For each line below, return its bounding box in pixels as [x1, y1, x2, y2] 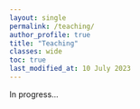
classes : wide [9, 47, 63, 56]
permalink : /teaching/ [9, 22, 95, 31]
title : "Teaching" [9, 38, 79, 48]
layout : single [9, 13, 67, 23]
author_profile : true [9, 30, 91, 39]
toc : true [9, 55, 47, 64]
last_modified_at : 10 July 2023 [9, 64, 131, 74]
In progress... [9, 88, 59, 100]
